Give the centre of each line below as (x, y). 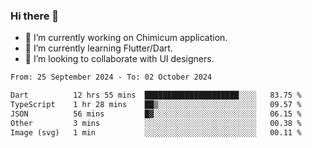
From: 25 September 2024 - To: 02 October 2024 (111, 77)
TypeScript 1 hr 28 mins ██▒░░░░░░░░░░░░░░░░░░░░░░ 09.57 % (156, 105)
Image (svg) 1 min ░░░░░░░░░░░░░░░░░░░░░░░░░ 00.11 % (156, 132)
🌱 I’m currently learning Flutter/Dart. (98, 48)
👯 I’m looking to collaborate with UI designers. (119, 59)
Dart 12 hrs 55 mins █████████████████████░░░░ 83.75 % (156, 95)
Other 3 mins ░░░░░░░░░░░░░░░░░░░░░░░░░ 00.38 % (156, 123)
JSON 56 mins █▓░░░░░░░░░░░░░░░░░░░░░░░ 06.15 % (156, 114)
